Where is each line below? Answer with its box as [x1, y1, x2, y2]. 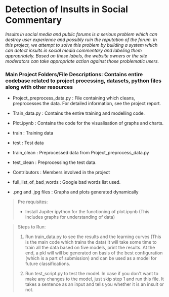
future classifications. [25, 260, 71, 267]
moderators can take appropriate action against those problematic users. [5, 58, 159, 64]
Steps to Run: [17, 224, 46, 230]
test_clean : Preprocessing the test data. [12, 159, 97, 166]
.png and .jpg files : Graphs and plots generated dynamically [12, 189, 139, 195]
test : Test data [12, 140, 44, 146]
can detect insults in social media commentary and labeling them [5, 47, 142, 53]
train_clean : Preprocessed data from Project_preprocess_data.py [12, 150, 149, 156]
